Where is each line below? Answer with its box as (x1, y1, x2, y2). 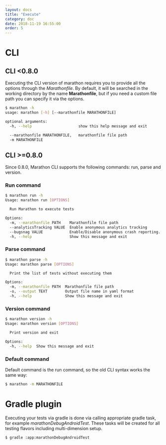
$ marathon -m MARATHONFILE (5, 381, 63, 386)
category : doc (5, 16, 35, 21)
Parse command (5, 246, 46, 253)
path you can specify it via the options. (5, 96, 85, 102)
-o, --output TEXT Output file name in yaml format (9, 289, 134, 294)
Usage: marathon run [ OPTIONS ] (5, 198, 70, 203)
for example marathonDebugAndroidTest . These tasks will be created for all (5, 420, 160, 426)
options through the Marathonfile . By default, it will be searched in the (5, 85, 148, 91)
